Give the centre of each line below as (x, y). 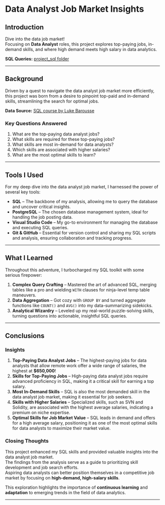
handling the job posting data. (42, 217)
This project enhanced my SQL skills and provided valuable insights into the (82, 452)
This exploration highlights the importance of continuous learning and (77, 487)
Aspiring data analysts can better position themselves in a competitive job (80, 473)
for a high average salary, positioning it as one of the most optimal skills (85, 423)
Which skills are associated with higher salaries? (61, 150)
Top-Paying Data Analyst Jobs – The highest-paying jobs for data (79, 360)
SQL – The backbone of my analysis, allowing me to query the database (85, 201)
